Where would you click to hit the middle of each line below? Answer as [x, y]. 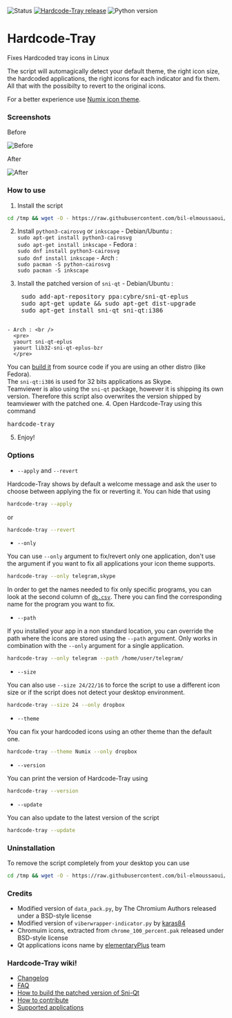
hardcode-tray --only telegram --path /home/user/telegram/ [96, 658]
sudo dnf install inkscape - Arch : [68, 258]
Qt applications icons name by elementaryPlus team [91, 945]
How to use [27, 190]
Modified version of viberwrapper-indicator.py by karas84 [101, 923]
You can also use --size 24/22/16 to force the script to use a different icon [114, 685]
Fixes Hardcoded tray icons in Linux [58, 57]
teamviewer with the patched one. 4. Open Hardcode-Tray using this [105, 404]
